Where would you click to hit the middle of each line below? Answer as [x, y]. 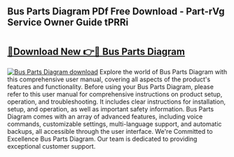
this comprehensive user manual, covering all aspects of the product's [109, 79]
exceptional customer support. [51, 146]
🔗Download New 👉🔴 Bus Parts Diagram [96, 52]
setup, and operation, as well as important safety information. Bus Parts [111, 109]
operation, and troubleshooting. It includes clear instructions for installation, [117, 102]
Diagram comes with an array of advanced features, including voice [105, 116]
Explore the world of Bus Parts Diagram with [163, 72]
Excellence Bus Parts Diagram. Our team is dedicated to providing [102, 139]
